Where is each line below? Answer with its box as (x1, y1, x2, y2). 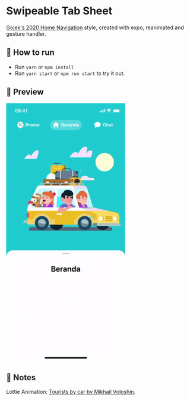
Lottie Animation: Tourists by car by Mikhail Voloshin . (6, 388, 136, 396)
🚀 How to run (6, 48, 55, 58)
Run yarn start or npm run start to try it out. (14, 70, 125, 77)
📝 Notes (6, 372, 36, 383)
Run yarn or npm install (14, 63, 74, 70)
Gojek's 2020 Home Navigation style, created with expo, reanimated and (6, 24, 184, 31)
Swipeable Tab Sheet (6, 4, 113, 18)
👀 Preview (6, 87, 44, 97)
